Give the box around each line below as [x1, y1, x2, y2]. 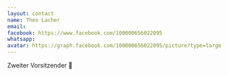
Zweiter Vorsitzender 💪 [7, 61, 73, 69]
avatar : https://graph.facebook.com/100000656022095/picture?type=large [7, 42, 222, 49]
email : [7, 23, 26, 30]
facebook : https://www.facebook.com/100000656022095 [7, 29, 163, 37]
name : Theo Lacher [7, 17, 60, 23]
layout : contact [7, 10, 54, 17]
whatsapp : [7, 36, 36, 43]
